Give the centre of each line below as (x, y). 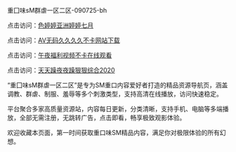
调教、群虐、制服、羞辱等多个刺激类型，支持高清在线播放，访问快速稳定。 (115, 94)
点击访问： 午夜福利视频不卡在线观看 (60, 55)
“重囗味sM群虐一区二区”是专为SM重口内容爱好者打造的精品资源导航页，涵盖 (118, 85)
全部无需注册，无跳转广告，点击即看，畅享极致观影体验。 (103, 118)
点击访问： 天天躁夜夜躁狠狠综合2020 (61, 70)
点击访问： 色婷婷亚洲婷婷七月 (50, 25)
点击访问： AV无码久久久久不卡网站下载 (64, 40)
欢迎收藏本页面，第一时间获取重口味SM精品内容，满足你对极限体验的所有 (113, 133)
